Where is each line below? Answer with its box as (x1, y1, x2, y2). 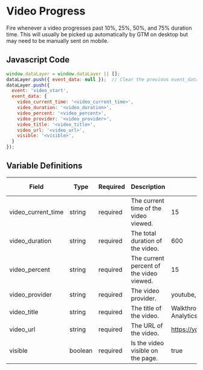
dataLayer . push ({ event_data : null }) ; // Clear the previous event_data (6, 76, 199, 82)
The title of (130, 304, 162, 312)
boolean (69, 346, 93, 355)
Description (130, 182, 166, 191)
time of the (130, 204, 162, 213)
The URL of (130, 321, 163, 329)
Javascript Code (6, 55, 70, 65)
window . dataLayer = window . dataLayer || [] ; (6, 71, 120, 77)
